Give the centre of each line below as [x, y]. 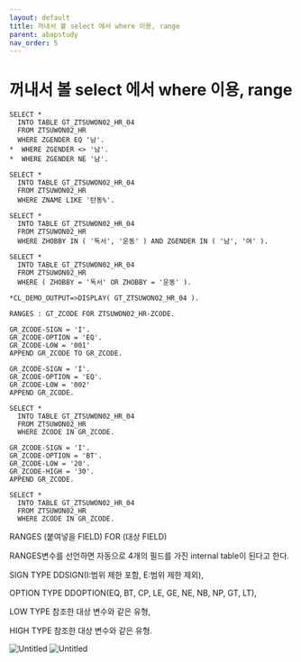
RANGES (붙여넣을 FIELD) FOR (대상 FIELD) [88, 537]
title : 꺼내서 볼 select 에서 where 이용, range [95, 26]
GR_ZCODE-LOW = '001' [50, 346]
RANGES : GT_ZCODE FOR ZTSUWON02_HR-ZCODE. [92, 314]
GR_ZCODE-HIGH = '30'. [52, 472]
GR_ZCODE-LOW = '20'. [50, 464]
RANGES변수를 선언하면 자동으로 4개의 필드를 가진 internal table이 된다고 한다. [150, 556]
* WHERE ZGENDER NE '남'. [59, 159]
